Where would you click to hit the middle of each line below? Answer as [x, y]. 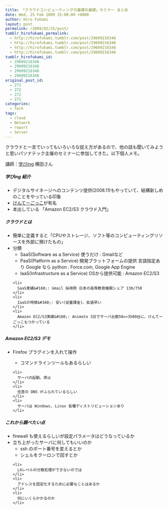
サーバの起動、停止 [34, 378]
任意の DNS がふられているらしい [47, 392]
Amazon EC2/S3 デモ [28, 338]
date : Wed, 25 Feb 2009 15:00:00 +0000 [47, 15]
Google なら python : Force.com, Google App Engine [80, 267]
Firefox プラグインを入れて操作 [45, 352]
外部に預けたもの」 [46, 242]
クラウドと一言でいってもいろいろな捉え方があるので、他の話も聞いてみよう [85, 147]
